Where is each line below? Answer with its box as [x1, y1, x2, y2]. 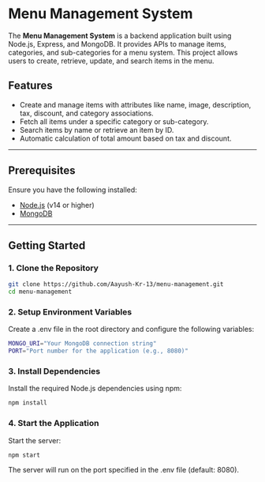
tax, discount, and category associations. [19, 108, 154, 118]
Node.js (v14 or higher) [19, 200, 95, 209]
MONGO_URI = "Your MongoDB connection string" [8, 340, 157, 348]
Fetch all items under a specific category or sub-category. [19, 116, 209, 126]
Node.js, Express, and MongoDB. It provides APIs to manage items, [8, 39, 226, 48]
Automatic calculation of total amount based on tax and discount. [19, 134, 232, 143]
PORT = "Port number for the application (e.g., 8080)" [8, 347, 189, 356]
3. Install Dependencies [8, 365, 101, 376]
